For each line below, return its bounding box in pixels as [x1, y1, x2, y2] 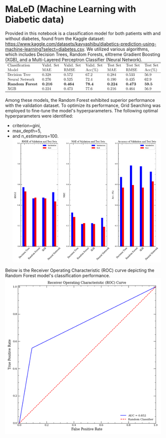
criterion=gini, [12, 122, 41, 128]
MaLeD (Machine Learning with [5, 3, 136, 15]
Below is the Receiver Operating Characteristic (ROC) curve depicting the [5, 267, 155, 273]
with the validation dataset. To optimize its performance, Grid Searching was [5, 102, 161, 108]
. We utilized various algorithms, [83, 46, 149, 52]
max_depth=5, [12, 128, 42, 134]
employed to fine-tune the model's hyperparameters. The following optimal [5, 107, 158, 113]
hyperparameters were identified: [5, 113, 73, 119]
